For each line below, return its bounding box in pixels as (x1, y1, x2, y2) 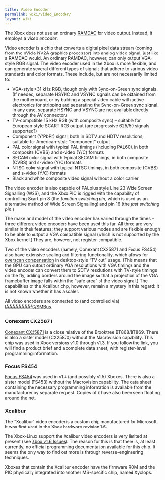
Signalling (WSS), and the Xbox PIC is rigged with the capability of (5, 190, 139, 196)
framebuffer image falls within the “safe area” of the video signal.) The (5, 278, 148, 284)
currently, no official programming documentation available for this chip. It (5, 444, 156, 450)
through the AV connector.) (12, 112, 67, 118)
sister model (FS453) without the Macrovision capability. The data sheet (5, 379, 152, 385)
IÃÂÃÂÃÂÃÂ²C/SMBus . (5, 304, 53, 310)
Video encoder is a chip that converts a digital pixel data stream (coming (5, 45, 152, 51)
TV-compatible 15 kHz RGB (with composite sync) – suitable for (12, 117, 141, 124)
